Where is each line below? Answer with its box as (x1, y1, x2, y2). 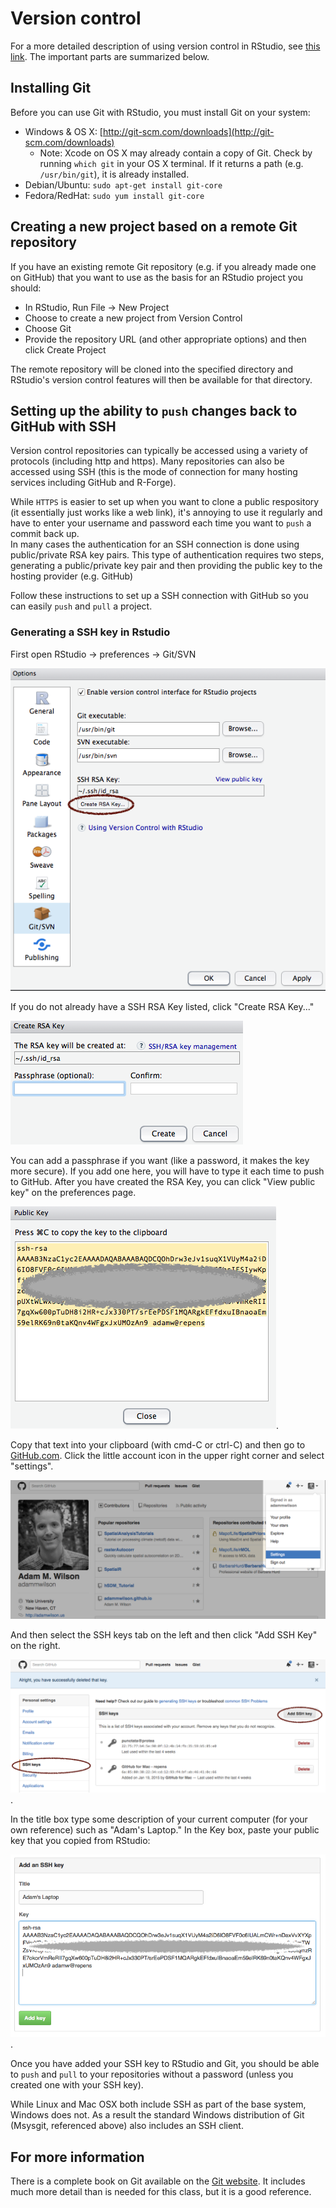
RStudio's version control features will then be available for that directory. (10, 373, 313, 386)
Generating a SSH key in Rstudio (10, 625, 171, 639)
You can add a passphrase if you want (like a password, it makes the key (10, 1155, 310, 1167)
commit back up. (10, 528, 80, 540)
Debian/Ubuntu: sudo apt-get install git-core (24, 178, 223, 191)
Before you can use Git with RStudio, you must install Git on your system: (10, 106, 311, 118)
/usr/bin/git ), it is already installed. (39, 168, 190, 180)
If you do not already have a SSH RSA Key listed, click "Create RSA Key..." (10, 1001, 315, 1013)
